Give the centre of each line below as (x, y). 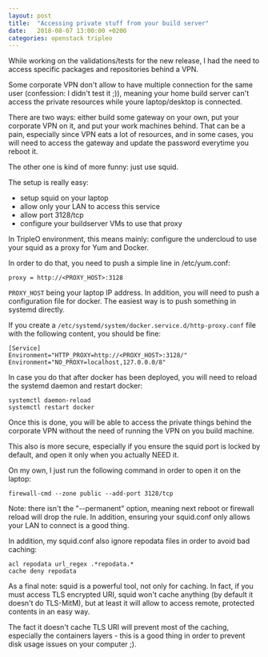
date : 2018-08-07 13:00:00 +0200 (68, 30)
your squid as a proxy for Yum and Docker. (79, 248)
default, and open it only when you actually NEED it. (94, 455)
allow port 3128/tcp (52, 215)
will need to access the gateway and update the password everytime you (129, 143)
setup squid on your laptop (64, 198)
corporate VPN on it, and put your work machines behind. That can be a (127, 126)
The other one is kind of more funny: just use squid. (93, 167)
